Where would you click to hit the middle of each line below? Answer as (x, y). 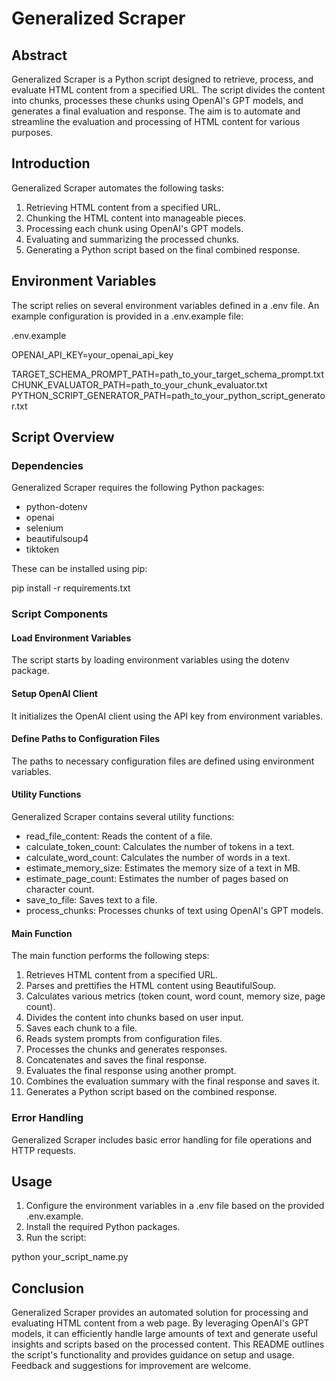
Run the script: (56, 1238)
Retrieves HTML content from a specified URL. (121, 975)
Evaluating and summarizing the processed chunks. (132, 239)
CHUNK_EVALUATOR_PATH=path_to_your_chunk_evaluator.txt (139, 384)
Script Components (60, 614)
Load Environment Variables (71, 638)
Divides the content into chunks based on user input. (134, 1018)
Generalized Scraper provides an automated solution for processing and (160, 1313)
